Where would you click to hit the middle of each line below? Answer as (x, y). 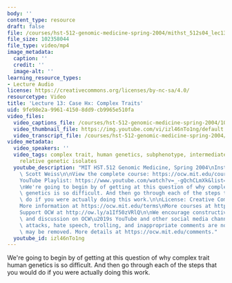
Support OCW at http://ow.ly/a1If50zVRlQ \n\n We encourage (105, 213)
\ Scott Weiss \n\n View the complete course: (85, 174)
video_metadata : (30, 142)
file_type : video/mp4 (38, 46)
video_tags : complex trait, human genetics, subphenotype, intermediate (120, 155)
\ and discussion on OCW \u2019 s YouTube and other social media (114, 219)
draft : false (26, 26)
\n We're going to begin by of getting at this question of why (113, 187)
